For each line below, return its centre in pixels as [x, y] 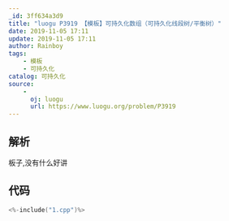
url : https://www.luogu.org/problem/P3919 [103, 106]
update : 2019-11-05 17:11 [52, 39]
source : [22, 84]
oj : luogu [46, 99]
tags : [17, 54]
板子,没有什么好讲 [38, 162]
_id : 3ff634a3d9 [36, 16]
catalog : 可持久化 [37, 76]
